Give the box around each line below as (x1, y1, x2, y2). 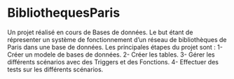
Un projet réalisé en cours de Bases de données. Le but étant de (7, 28, 193, 36)
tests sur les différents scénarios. (7, 65, 104, 73)
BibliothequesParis (7, 5, 121, 21)
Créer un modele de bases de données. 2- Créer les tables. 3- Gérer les (7, 50, 215, 59)
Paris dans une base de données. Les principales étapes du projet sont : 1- (7, 43, 223, 51)
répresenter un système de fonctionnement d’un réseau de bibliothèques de (7, 35, 227, 43)
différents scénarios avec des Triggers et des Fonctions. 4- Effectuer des (7, 57, 219, 66)
